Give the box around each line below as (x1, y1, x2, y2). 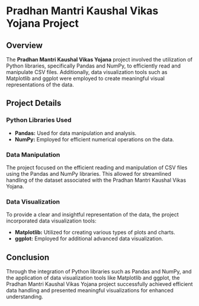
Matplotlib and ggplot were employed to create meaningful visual (6, 75, 165, 82)
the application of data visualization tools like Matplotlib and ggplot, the (6, 274, 180, 282)
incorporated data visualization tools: (6, 217, 97, 224)
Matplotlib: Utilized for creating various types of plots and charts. (14, 229, 176, 236)
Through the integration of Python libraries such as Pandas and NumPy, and (6, 268, 192, 275)
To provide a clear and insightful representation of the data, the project (6, 211, 179, 218)
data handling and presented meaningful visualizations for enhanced (6, 287, 174, 294)
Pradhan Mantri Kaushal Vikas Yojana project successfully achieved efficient (6, 281, 193, 288)
